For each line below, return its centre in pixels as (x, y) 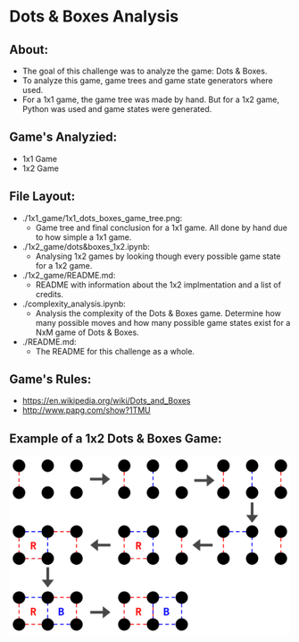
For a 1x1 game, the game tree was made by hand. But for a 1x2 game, (150, 99)
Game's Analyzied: (63, 137)
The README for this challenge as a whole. (115, 351)
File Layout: (42, 197)
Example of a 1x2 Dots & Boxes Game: (116, 438)
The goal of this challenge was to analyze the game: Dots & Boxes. (145, 71)
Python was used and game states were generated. (117, 109)
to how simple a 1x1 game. (83, 237)
